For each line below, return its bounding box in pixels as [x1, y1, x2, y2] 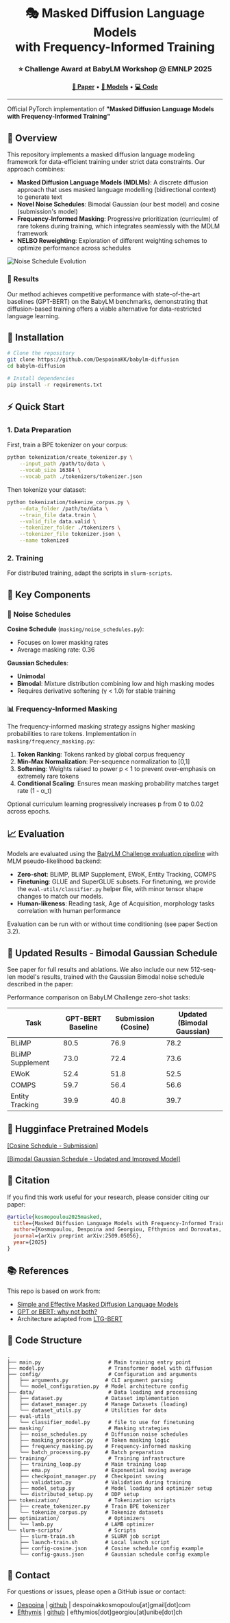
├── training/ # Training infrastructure [7, 1455, 186, 1462]
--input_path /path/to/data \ [19, 460, 106, 467]
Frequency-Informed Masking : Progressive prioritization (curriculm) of [16, 215, 219, 223]
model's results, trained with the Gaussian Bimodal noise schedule [16, 973, 205, 981]
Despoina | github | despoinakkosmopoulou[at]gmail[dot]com [16, 1601, 191, 1609]
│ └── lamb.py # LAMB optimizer [7, 1521, 155, 1528]
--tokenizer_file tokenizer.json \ [19, 531, 121, 538]
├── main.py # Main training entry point [7, 1359, 192, 1366]
